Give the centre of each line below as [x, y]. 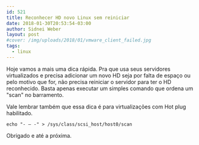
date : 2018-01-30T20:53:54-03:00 [49, 23]
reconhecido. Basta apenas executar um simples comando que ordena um [100, 88]
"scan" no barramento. [35, 94]
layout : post [23, 35]
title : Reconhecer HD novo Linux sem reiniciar [68, 18]
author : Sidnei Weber [34, 29]
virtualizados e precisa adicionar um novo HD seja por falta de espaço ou [99, 75]
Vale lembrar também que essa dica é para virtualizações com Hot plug [96, 107]
